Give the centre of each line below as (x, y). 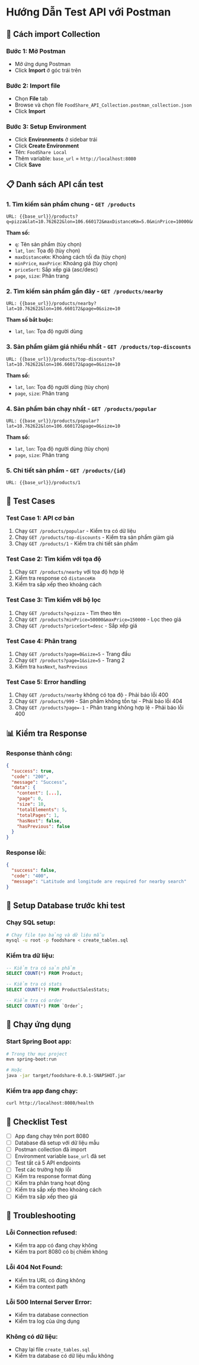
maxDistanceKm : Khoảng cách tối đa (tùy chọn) (70, 257)
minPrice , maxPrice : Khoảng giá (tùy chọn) (66, 263)
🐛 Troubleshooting (41, 1215)
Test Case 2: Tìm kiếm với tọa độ (54, 558)
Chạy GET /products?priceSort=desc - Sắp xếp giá (76, 625)
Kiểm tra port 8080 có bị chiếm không (61, 1252)
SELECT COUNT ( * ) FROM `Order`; (45, 1006)
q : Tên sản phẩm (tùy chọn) (48, 244)
